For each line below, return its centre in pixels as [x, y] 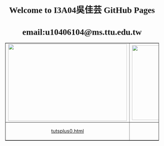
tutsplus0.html [68, 131]
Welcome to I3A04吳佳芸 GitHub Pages [82, 10]
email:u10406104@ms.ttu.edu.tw [82, 32]
